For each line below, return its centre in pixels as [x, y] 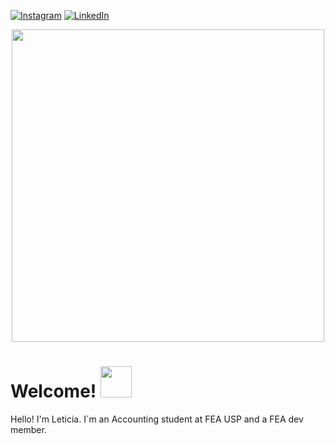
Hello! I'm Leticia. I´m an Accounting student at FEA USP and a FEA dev [157, 419]
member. [28, 429]
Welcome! [53, 391]
